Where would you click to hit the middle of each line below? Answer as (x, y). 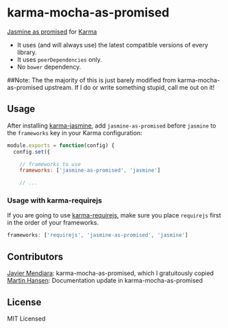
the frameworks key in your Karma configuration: (75, 132)
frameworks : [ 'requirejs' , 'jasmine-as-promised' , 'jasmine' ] (98, 235)
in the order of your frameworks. (53, 223)
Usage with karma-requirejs (55, 200)
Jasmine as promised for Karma (52, 32)
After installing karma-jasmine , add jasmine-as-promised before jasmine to (112, 126)
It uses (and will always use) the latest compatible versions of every (113, 45)
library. (27, 52)
